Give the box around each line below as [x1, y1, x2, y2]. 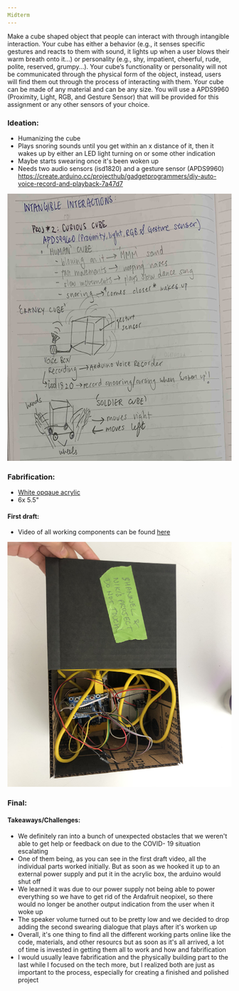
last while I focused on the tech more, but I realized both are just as [17, 960, 215, 969]
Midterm [7, 11, 31, 19]
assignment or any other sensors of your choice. [7, 100, 150, 108]
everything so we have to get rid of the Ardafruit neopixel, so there [17, 892, 213, 901]
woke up [17, 907, 43, 915]
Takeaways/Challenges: [7, 816, 80, 824]
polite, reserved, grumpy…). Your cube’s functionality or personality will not [7, 62, 228, 71]
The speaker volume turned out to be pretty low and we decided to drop [17, 915, 230, 923]
